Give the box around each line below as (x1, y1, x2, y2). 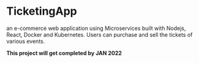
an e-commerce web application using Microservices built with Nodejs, (6, 24, 186, 32)
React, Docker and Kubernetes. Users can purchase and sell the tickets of (6, 31, 193, 38)
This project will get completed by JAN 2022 (6, 49, 122, 56)
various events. (6, 37, 45, 45)
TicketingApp (6, 4, 78, 18)
